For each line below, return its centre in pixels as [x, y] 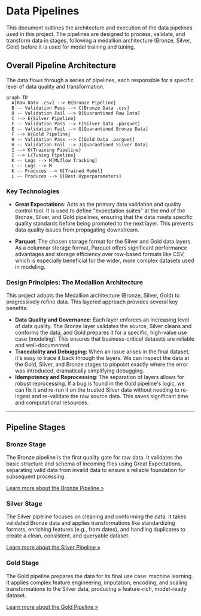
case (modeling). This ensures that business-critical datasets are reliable [105, 339]
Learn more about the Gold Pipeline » [52, 606]
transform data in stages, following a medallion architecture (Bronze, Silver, [99, 40]
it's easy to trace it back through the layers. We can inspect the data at [102, 358]
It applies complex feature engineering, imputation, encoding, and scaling [97, 582]
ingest [23, 396]
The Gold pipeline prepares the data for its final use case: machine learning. [100, 576]
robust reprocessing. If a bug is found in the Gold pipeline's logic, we [100, 384]
